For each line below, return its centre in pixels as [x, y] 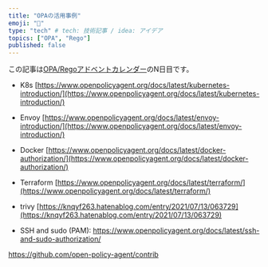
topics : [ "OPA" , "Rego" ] [49, 38]
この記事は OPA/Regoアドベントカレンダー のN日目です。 [101, 70]
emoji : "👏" [26, 23]
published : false [37, 46]
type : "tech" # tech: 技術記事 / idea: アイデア [86, 30]
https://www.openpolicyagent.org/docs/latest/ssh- [176, 231]
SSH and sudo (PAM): [55, 231]
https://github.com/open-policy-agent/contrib [84, 255]
